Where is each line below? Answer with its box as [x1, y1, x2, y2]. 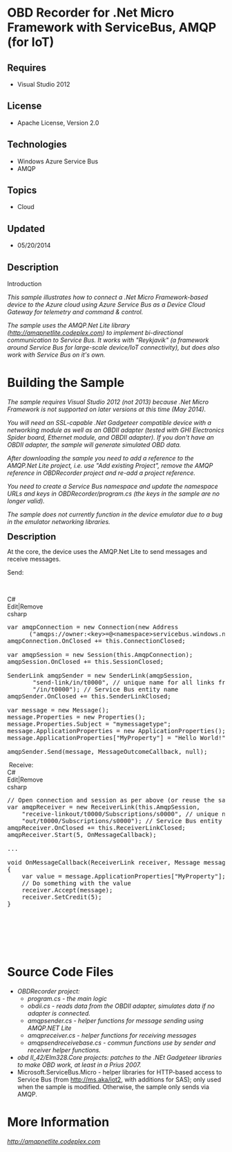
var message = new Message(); [7, 706, 110, 714]
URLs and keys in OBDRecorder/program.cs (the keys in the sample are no [7, 489, 220, 498]
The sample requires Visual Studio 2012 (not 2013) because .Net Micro [7, 398, 209, 406]
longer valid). [7, 497, 45, 505]
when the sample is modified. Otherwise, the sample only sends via [17, 1082, 209, 1091]
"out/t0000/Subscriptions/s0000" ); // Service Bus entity [21, 817, 222, 825]
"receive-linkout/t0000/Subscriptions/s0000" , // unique [21, 810, 219, 818]
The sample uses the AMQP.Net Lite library [7, 321, 130, 330]
